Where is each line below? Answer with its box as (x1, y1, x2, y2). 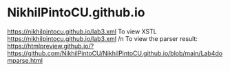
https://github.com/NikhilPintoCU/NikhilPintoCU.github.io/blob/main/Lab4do (7, 49, 223, 57)
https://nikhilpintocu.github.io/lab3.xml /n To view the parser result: (7, 34, 198, 42)
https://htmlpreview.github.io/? (7, 42, 94, 50)
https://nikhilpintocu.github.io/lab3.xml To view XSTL (7, 27, 157, 35)
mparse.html (7, 56, 43, 64)
